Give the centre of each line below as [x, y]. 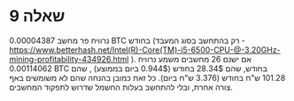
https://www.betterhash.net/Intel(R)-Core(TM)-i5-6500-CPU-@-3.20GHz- [145, 49]
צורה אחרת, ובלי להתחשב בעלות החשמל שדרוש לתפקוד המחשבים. [121, 87]
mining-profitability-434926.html [69, 59]
